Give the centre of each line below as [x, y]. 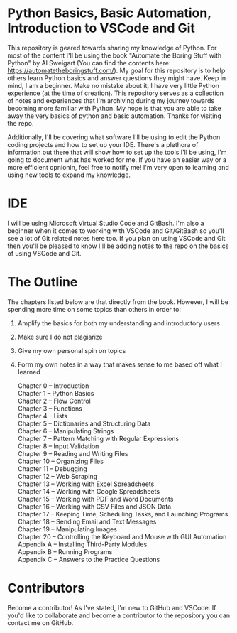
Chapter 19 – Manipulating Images [67, 529]
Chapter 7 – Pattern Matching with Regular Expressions [98, 438]
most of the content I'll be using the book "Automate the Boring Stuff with [115, 55]
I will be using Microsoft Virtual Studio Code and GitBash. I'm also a [106, 223]
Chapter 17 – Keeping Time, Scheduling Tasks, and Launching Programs [123, 514]
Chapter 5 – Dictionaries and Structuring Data [84, 423]
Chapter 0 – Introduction [53, 386]
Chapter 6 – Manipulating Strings [66, 431]
